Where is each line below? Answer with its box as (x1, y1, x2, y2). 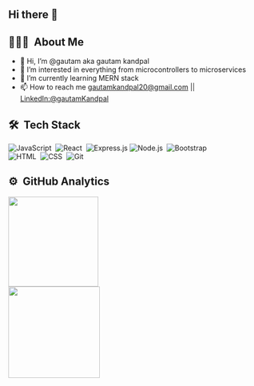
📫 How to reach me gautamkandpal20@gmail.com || (19, 82, 196, 92)
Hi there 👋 (8, 8, 58, 22)
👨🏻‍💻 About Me (8, 35, 84, 49)
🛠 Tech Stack (8, 117, 81, 132)
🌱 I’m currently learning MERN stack (19, 74, 139, 83)
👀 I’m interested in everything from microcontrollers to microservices (19, 65, 246, 74)
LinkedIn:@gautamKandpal (19, 94, 109, 104)
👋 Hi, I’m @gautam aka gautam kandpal (19, 57, 150, 66)
